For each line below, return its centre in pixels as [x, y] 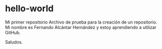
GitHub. [13, 32]
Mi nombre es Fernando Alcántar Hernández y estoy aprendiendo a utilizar [81, 27]
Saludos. [14, 42]
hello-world [30, 9]
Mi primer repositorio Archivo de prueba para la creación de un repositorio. [81, 22]
